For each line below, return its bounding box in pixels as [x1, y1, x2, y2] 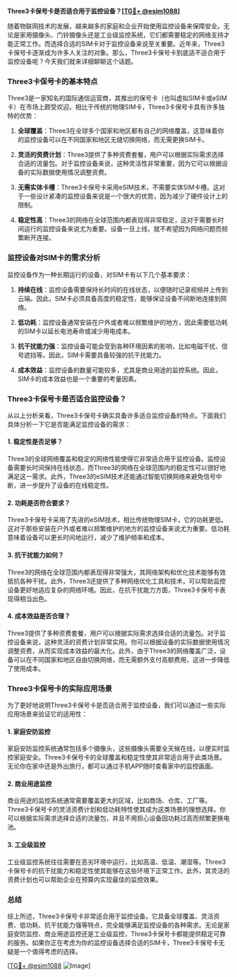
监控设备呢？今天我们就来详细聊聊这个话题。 [7, 57, 138, 66]
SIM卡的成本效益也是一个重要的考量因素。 [17, 374, 141, 383]
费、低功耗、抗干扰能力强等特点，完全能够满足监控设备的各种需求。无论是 [7, 920, 224, 929]
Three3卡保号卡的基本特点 [7, 76, 98, 86]
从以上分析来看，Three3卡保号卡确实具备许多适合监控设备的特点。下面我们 [7, 411, 226, 420]
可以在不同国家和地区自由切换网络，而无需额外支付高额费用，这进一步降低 [13, 655, 230, 663]
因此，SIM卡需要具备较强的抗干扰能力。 [48, 350, 166, 359]
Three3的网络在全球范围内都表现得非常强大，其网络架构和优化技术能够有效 [7, 568, 226, 576]
